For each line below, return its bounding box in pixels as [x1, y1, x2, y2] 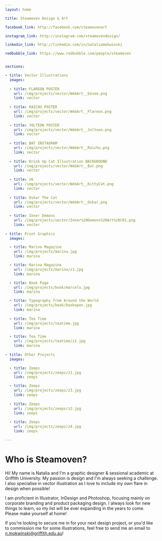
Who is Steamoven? [5, 454, 87, 465]
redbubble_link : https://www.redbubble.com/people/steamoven [5, 51, 131, 56]
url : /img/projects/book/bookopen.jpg [14, 303, 92, 308]
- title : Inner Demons [9, 213, 55, 218]
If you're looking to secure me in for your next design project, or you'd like [5, 520, 153, 526]
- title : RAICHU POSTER [9, 105, 57, 110]
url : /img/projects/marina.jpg [14, 249, 77, 254]
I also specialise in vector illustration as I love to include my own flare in [5, 480, 148, 486]
